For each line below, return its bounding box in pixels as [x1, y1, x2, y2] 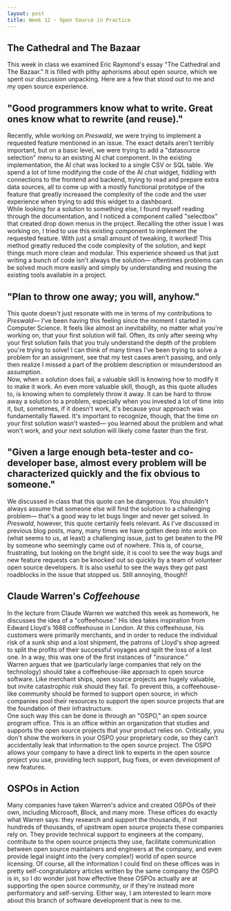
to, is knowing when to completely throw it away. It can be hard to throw [7, 389, 212, 398]
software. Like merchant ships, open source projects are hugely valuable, [7, 674, 216, 683]
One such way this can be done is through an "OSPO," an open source [7, 712, 208, 720]
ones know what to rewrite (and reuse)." [7, 113, 183, 125]
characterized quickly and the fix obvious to [7, 468, 201, 480]
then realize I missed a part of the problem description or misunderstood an [7, 360, 222, 369]
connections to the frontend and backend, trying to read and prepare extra [7, 175, 219, 184]
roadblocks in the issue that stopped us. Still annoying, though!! [7, 570, 188, 578]
